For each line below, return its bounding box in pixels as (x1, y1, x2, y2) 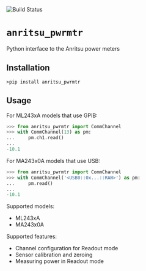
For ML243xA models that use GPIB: (6, 112, 98, 119)
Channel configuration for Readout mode (15, 245, 119, 252)
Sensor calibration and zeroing (15, 251, 93, 259)
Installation (6, 63, 50, 73)
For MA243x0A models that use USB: (6, 157, 101, 164)
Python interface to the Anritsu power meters (6, 45, 120, 52)
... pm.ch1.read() (6, 135, 64, 141)
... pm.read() (6, 180, 53, 186)
